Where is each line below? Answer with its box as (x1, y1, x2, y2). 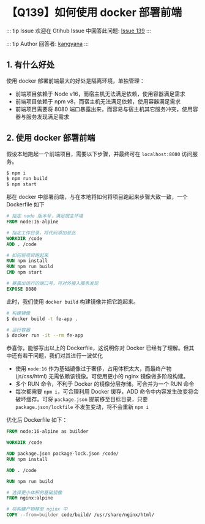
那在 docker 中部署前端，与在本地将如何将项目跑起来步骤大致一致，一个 (6, 193, 188, 201)
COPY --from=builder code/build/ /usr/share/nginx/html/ (6, 512, 155, 518)
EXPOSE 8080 (6, 286, 37, 292)
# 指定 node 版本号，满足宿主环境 (6, 213, 83, 219)
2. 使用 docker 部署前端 (6, 133, 95, 143)
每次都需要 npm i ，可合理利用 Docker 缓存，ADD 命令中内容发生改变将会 (15, 388, 199, 395)
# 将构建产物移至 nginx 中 (6, 506, 68, 512)
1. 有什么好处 (6, 59, 55, 70)
